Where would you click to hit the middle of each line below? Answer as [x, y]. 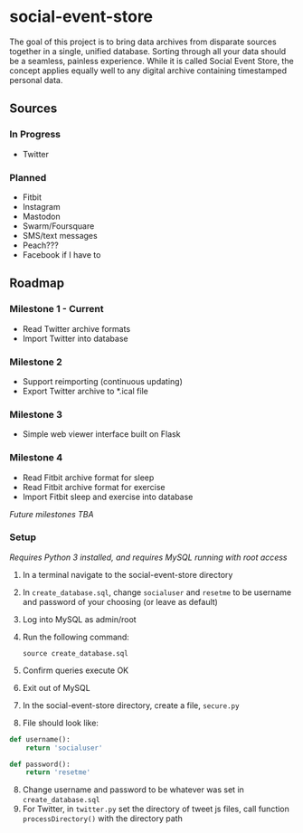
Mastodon [41, 216]
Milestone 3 [36, 414]
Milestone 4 [36, 458]
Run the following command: [76, 637]
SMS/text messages [60, 235]
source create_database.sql [75, 653]
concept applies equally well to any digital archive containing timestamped [148, 71]
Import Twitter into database [75, 338]
